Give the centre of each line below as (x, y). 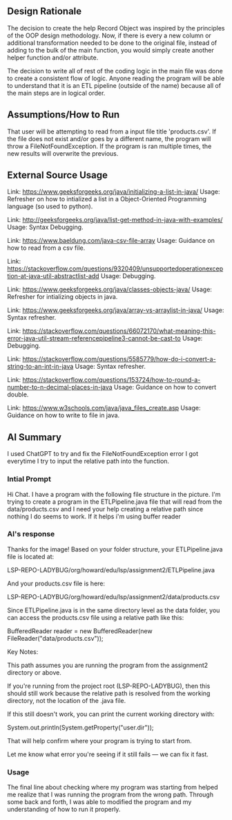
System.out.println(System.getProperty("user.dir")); (80, 727)
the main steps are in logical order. (56, 93)
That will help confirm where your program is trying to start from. (99, 740)
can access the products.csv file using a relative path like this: (96, 617)
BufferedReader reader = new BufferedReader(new (80, 631)
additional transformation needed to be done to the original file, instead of (112, 43)
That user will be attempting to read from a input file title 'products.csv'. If (112, 131)
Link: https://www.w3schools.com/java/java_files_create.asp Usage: (104, 408)
